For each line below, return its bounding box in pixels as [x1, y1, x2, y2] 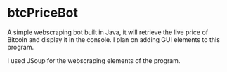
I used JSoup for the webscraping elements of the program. [7, 56, 181, 64]
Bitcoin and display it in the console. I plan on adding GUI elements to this [7, 35, 220, 43]
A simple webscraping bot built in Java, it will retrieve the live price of [7, 28, 209, 36]
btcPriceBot [7, 5, 79, 21]
